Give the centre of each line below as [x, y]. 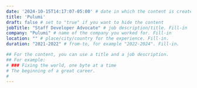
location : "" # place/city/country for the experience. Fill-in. [87, 38]
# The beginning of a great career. [51, 71]
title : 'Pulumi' [26, 17]
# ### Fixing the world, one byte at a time [61, 65]
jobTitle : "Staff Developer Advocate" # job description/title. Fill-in [97, 28]
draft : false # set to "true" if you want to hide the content [85, 22]
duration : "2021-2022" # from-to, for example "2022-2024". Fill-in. [93, 44]
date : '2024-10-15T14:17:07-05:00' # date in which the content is [90, 11]
